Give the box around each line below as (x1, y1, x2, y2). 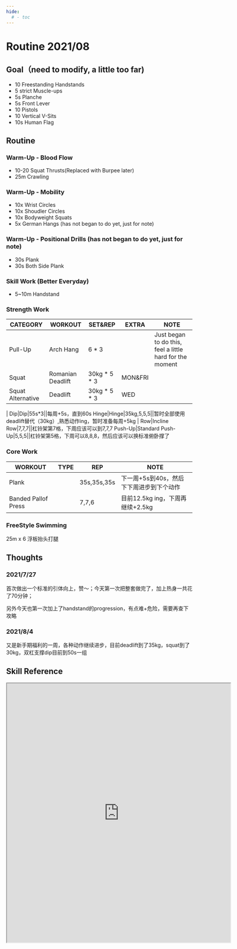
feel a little (154, 345, 183, 354)
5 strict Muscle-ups (14, 87, 63, 94)
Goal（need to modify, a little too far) (6, 65, 145, 75)
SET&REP (88, 320, 115, 329)
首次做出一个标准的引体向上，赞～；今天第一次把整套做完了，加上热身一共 (6, 585, 187, 592)
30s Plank (14, 256, 40, 263)
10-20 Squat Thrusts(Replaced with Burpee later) (14, 167, 135, 174)
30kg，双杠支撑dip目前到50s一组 (6, 649, 87, 656)
